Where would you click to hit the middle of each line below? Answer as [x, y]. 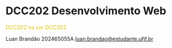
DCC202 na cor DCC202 [36, 27]
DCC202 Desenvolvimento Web [86, 11]
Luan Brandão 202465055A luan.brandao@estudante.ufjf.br [79, 39]
